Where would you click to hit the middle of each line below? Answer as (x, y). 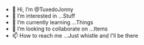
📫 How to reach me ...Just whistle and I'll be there (75, 36)
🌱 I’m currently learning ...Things (53, 22)
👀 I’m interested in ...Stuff (44, 16)
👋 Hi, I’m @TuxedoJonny (43, 9)
